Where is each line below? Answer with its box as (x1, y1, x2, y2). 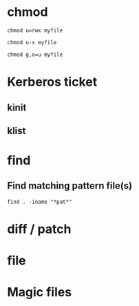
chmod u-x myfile (7, 39, 57, 46)
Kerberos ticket (7, 74, 98, 90)
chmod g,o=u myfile (7, 51, 63, 58)
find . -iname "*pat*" (7, 198, 72, 205)
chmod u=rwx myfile (7, 27, 63, 34)
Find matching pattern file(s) (7, 180, 133, 192)
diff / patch (7, 222, 72, 237)
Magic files (7, 285, 72, 300)
